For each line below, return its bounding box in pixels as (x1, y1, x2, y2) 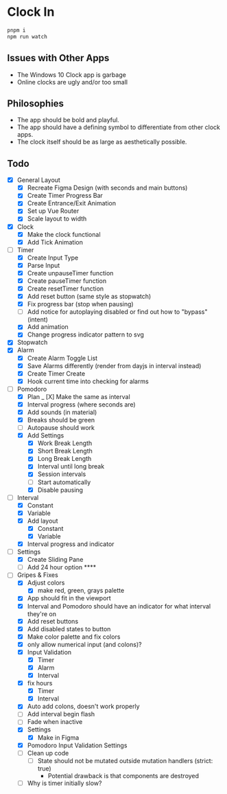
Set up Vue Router (27, 207, 80, 215)
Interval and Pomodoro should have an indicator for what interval (27, 602, 211, 610)
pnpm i (7, 27, 26, 34)
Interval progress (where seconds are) (27, 400, 136, 409)
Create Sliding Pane (27, 556, 84, 564)
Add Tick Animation (27, 238, 84, 246)
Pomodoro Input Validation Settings (27, 741, 128, 749)
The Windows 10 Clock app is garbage (16, 70, 127, 79)
